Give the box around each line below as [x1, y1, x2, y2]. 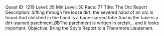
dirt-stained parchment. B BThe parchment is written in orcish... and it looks [5, 20, 159, 26]
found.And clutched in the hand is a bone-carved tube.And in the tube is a [5, 15, 159, 20]
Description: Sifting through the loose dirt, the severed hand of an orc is [5, 9, 153, 15]
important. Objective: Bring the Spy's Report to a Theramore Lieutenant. [5, 25, 154, 31]
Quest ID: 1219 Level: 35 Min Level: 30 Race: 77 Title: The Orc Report [5, 4, 147, 10]
